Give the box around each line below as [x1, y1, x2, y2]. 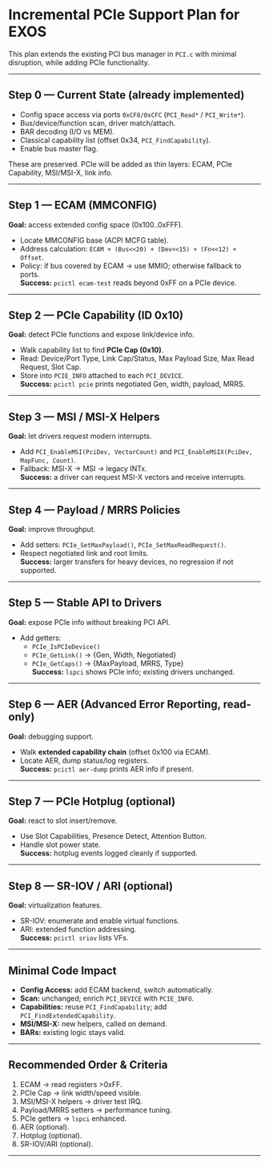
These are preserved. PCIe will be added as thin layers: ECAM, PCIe [8, 159, 232, 169]
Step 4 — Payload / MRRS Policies [8, 503, 181, 517]
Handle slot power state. [19, 840, 101, 850]
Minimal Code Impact [8, 964, 117, 977]
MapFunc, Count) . [19, 455, 77, 465]
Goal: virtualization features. [8, 900, 102, 910]
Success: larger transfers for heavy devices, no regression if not [19, 557, 234, 566]
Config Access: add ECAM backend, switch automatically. [19, 985, 214, 995]
